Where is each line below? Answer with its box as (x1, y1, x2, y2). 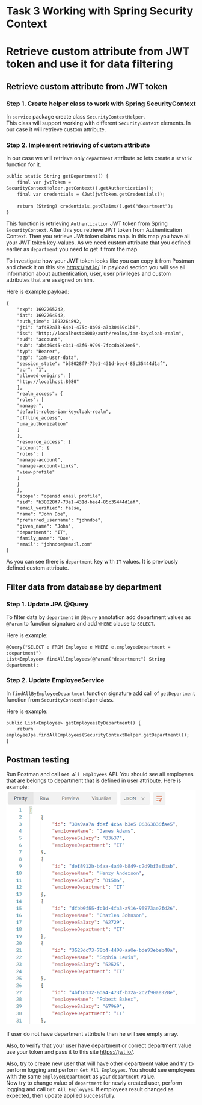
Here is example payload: (6, 288, 69, 296)
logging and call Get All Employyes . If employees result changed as (6, 1086, 174, 1093)
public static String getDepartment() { (6, 173, 109, 179)
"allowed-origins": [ (17, 373, 71, 379)
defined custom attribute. (6, 564, 69, 571)
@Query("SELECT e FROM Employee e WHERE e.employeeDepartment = (6, 644, 171, 650)
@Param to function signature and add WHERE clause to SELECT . (6, 620, 155, 627)
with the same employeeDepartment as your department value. (6, 1073, 156, 1080)
